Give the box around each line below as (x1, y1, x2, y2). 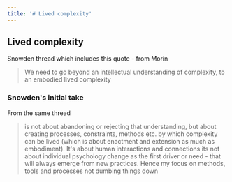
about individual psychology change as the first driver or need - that (24, 151, 222, 160)
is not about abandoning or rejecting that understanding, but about (24, 122, 217, 130)
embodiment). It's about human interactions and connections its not (24, 144, 220, 153)
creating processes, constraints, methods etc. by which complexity (24, 130, 218, 138)
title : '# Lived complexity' (7, 10, 92, 17)
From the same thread (7, 109, 71, 117)
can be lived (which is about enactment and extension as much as (24, 137, 215, 145)
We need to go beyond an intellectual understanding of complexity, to (24, 68, 225, 77)
